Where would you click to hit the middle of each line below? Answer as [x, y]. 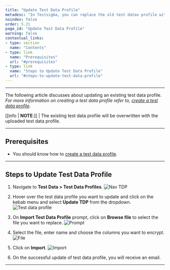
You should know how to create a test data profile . [65, 154]
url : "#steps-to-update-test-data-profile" [56, 76]
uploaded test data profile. [33, 121]
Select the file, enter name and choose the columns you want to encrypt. [88, 232]
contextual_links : [25, 38]
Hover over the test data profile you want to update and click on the [83, 197]
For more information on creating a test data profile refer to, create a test [82, 100]
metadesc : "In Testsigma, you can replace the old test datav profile [81, 15]
